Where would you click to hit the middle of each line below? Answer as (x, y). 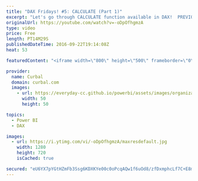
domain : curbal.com (35, 82)
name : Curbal (27, 77)
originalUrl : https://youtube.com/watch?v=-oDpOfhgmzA (75, 22)
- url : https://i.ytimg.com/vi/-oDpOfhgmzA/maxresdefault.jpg (89, 142)
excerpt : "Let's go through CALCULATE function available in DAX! (89, 17)
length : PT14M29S (27, 39)
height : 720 (31, 153)
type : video (21, 28)
